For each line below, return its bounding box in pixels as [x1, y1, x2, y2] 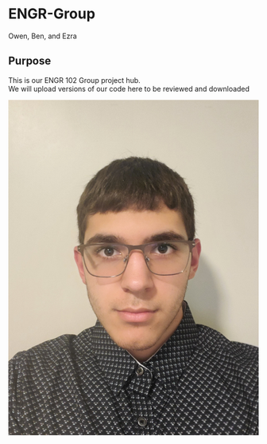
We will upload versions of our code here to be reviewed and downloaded [8, 84, 250, 93]
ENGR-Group [8, 5, 95, 23]
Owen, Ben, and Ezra [8, 31, 77, 41]
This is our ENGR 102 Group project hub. [8, 75, 141, 84]
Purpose [8, 54, 52, 68]
